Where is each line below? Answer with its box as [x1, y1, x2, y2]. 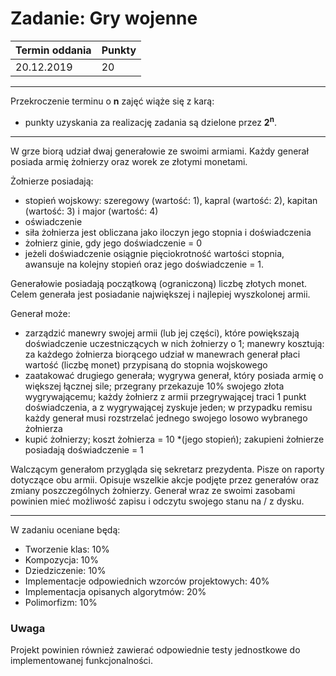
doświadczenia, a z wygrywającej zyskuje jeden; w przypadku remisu [24, 401, 313, 413]
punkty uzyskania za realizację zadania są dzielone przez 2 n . [24, 114, 277, 128]
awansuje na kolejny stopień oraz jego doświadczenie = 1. [24, 258, 265, 270]
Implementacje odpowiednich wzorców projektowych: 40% [24, 575, 270, 587]
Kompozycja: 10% [24, 553, 99, 566]
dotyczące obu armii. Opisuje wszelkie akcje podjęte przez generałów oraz [10, 473, 320, 486]
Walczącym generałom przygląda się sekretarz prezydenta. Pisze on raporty [10, 463, 325, 475]
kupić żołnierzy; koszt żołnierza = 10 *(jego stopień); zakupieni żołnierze [24, 433, 325, 445]
